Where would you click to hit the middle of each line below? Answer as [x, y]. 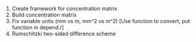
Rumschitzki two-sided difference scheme [64, 34]
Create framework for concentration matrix [64, 9]
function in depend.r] [38, 27]
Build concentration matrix [44, 15]
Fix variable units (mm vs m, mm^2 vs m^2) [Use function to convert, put [101, 21]
